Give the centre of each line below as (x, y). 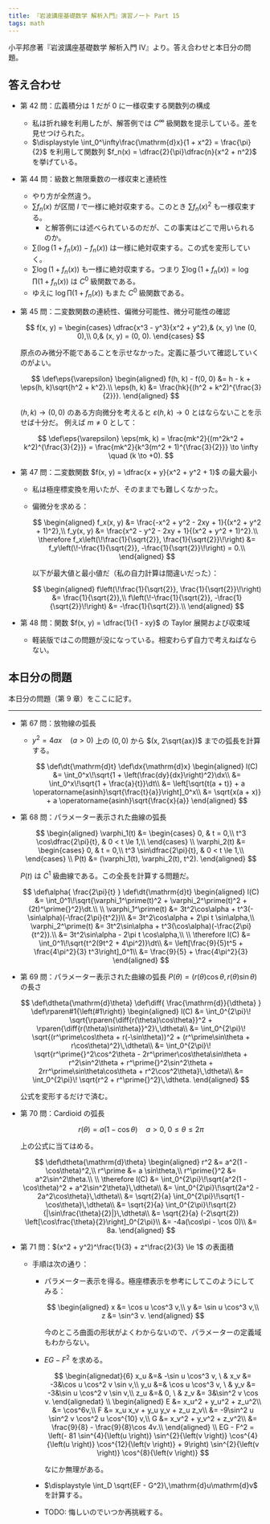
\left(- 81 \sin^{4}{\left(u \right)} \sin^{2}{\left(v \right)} (138, 1436)
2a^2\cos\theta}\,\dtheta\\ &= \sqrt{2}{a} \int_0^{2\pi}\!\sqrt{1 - (141, 1196)
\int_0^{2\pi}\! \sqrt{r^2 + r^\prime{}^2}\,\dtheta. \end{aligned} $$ (141, 1080)
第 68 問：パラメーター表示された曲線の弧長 (93, 817)
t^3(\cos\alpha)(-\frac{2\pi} (206, 926)
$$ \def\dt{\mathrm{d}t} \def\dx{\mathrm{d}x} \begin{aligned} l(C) (147, 766)
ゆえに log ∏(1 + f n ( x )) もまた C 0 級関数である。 (110, 293)
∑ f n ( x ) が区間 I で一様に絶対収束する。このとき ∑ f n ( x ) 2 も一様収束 (140, 206)
